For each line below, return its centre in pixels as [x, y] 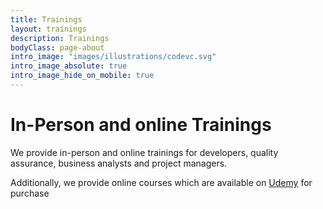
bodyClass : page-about [57, 47]
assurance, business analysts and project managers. [119, 163]
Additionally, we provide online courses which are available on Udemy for [161, 182]
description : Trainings [60, 38]
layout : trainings [48, 29]
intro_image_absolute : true [69, 66]
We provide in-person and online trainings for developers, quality [144, 152]
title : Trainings [46, 19]
